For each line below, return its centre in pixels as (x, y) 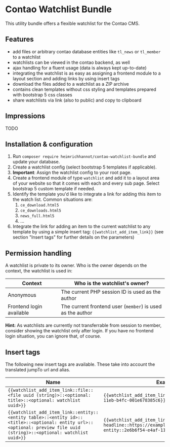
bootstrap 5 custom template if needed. (54, 189)
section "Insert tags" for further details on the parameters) (73, 237)
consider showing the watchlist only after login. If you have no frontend (79, 331)
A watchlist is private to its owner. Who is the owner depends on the (76, 265)
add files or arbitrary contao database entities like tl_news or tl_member (87, 51)
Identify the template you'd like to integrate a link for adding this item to (87, 194)
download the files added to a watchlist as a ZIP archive (71, 84)
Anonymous (22, 295)
